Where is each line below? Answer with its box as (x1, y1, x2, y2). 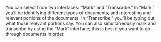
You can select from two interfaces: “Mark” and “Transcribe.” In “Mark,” (5, 5, 155, 10)
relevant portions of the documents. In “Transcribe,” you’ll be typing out (5, 15, 155, 21)
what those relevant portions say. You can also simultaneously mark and (5, 20, 156, 26)
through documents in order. (5, 31, 65, 37)
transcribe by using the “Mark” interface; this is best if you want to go (5, 26, 151, 32)
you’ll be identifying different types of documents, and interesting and (5, 10, 151, 16)
